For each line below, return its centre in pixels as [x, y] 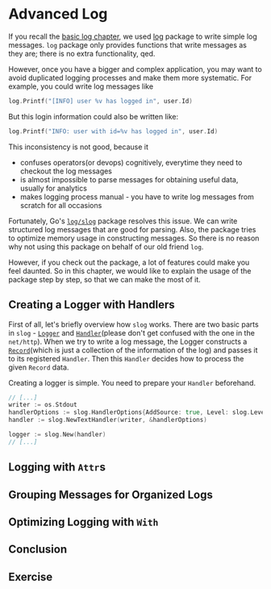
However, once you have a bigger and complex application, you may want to [135, 69]
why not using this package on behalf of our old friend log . [106, 246]
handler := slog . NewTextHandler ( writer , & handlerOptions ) [108, 420]
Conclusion [38, 549]
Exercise [31, 576]
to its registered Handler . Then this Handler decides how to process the [126, 358]
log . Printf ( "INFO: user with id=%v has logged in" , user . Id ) [113, 131]
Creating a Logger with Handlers [92, 305]
